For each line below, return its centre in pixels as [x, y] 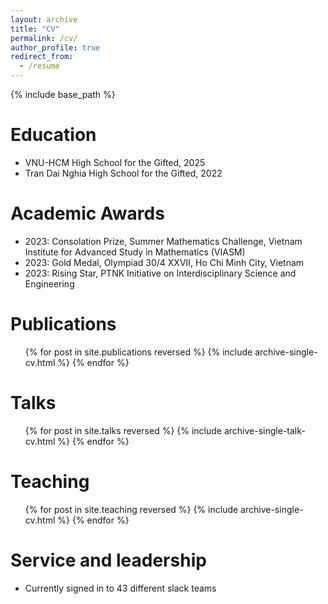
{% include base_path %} [63, 94]
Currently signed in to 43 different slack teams [120, 588]
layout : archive [44, 19]
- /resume [39, 66]
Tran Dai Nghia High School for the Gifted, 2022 [123, 173]
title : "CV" [35, 29]
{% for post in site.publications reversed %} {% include [138, 352]
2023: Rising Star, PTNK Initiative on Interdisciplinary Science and [160, 273]
